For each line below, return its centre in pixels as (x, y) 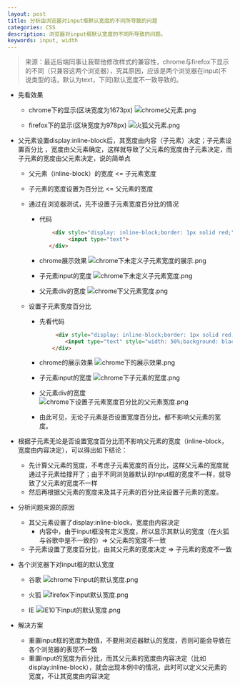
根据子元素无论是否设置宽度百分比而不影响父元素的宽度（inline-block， (123, 441)
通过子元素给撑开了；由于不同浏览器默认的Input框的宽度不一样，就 (127, 474)
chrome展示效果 (63, 260)
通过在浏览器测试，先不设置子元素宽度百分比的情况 (104, 204)
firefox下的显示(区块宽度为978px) (77, 125)
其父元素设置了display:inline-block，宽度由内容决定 (104, 523)
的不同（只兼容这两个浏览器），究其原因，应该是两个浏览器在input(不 (126, 71)
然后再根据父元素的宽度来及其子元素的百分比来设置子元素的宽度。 (125, 492)
